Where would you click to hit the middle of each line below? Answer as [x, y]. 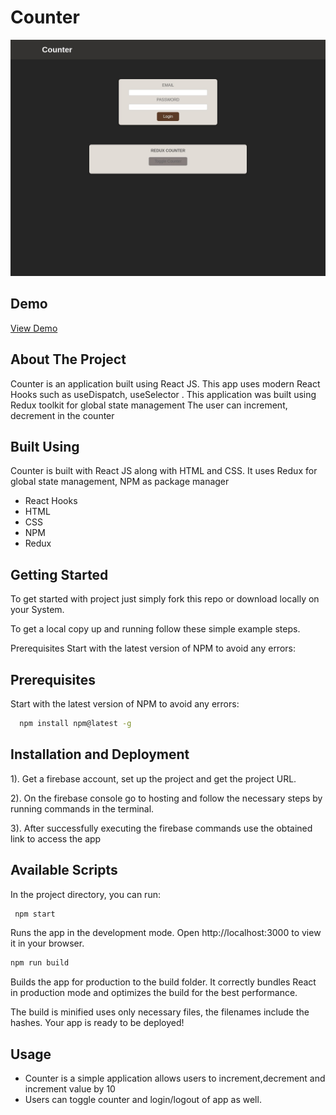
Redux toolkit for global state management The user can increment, [149, 405]
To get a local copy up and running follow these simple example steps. [155, 629]
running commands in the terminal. [82, 808]
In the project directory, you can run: [85, 894]
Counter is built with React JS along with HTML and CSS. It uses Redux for [164, 471]
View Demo [34, 328]
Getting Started [59, 574]
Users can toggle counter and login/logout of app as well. [143, 1100]
